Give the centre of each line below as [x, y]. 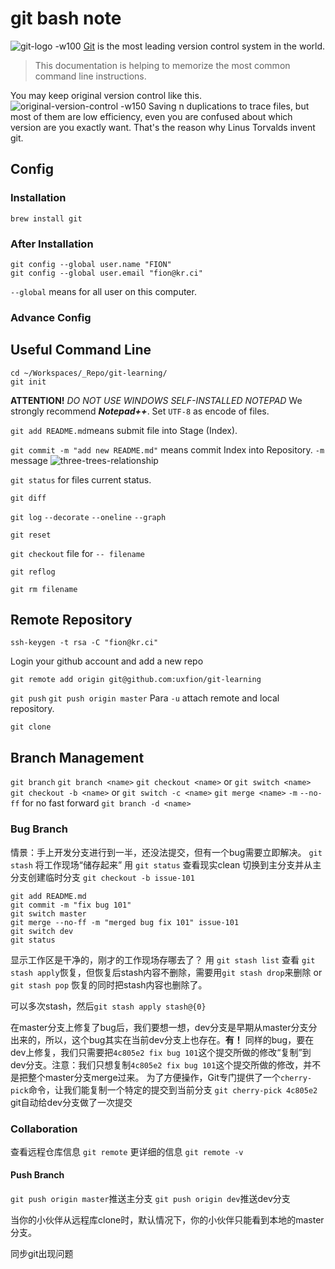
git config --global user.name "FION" [91, 264]
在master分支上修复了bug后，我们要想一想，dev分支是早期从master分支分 [164, 1027]
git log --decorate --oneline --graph [88, 517]
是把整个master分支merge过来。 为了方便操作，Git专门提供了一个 [145, 1077]
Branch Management [77, 757]
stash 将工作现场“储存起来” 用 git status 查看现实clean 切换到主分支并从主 [166, 864]
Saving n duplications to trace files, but [229, 106]
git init [28, 382]
